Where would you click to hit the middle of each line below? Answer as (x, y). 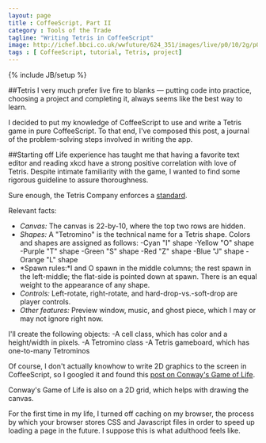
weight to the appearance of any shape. (85, 285)
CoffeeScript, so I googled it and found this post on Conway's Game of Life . (132, 374)
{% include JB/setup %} (47, 75)
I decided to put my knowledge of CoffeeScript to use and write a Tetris (125, 122)
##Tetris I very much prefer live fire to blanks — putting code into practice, (130, 90)
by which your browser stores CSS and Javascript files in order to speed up (131, 422)
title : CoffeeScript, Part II (60, 23)
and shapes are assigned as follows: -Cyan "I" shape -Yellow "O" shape (137, 243)
